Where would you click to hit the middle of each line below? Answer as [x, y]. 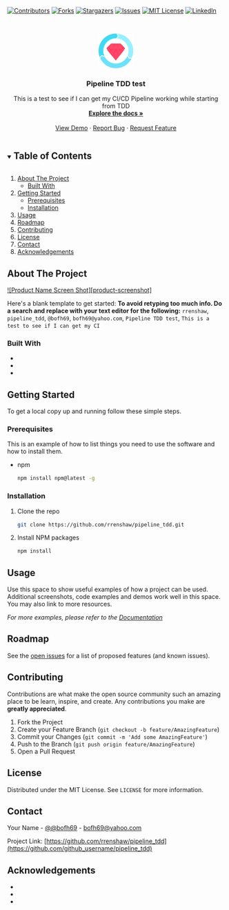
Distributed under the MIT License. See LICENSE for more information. [105, 789]
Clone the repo [38, 511]
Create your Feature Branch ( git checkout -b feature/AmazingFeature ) [118, 729]
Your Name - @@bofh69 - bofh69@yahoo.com [74, 828]
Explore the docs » [116, 113]
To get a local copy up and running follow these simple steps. [94, 411]
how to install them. [35, 451]
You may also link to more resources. [60, 604]
